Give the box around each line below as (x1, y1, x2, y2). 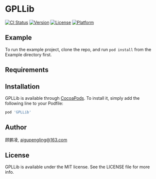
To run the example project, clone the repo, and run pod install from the (5, 46, 152, 52)
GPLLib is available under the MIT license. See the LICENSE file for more (5, 164, 150, 170)
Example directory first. (5, 52, 52, 57)
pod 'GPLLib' (5, 109, 32, 115)
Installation (5, 82, 40, 90)
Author (5, 123, 27, 132)
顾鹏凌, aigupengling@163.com (5, 137, 68, 143)
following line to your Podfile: (5, 100, 64, 106)
